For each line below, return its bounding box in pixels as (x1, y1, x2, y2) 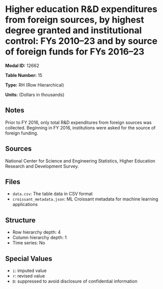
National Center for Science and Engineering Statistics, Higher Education (5, 157, 155, 163)
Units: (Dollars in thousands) (5, 91, 64, 97)
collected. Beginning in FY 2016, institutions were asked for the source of (5, 124, 156, 130)
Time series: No (12, 240, 45, 246)
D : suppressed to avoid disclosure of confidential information (12, 278, 137, 284)
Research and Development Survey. (5, 163, 79, 169)
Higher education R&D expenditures (5, 3, 157, 15)
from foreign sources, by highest (5, 14, 144, 25)
